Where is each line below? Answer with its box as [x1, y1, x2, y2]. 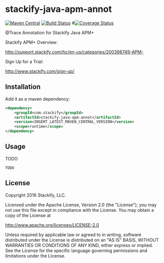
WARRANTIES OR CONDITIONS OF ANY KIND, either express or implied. [5, 242, 153, 248]
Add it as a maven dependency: [5, 96, 70, 102]
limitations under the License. [5, 253, 66, 259]
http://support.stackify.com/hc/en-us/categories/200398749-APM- [5, 49, 144, 55]
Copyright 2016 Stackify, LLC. [5, 192, 66, 198]
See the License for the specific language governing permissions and [5, 248, 148, 254]
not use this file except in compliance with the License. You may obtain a [5, 207, 154, 213]
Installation [5, 83, 41, 91]
